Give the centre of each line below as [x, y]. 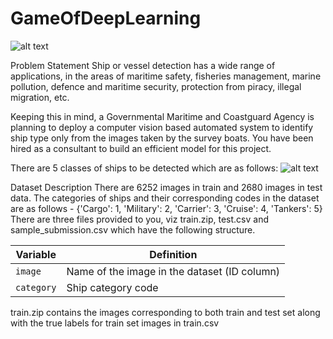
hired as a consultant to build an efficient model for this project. [141, 148]
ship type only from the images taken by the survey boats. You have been [162, 138]
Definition [173, 254]
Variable [36, 254]
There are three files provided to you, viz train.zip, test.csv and [139, 219]
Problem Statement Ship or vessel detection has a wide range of [143, 65]
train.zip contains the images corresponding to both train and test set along [165, 312]
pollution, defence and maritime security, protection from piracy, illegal [156, 86]
